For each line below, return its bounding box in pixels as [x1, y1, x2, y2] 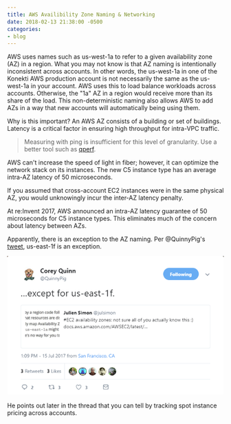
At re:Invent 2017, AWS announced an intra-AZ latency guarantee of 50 [7, 207, 208, 215]
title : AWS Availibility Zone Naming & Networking [7, 11, 155, 18]
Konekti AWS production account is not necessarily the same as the [7, 74, 199, 83]
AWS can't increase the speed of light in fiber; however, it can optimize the [7, 158, 219, 167]
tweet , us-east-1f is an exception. [7, 242, 102, 251]
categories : [7, 25, 41, 32]
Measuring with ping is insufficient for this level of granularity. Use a [23, 138, 217, 146]
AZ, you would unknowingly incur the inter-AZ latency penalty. [7, 193, 184, 202]
